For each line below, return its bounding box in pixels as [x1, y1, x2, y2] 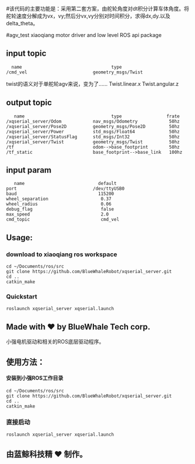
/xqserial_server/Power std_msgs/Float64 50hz [6, 129, 180, 135]
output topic [6, 97, 52, 107]
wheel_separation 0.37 [6, 196, 112, 202]
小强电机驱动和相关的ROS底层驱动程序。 [6, 338, 105, 345]
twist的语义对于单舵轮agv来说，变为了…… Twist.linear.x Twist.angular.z [6, 80, 179, 87]
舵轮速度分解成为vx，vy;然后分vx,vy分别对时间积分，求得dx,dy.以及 [6, 12, 170, 19]
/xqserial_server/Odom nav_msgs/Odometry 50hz [6, 118, 180, 125]
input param [6, 165, 52, 175]
